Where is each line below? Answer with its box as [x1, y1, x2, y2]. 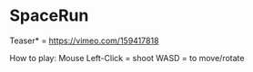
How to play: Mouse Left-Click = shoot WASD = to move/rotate [9, 52, 245, 63]
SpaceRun [9, 5, 89, 26]
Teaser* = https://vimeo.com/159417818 [9, 35, 159, 46]
